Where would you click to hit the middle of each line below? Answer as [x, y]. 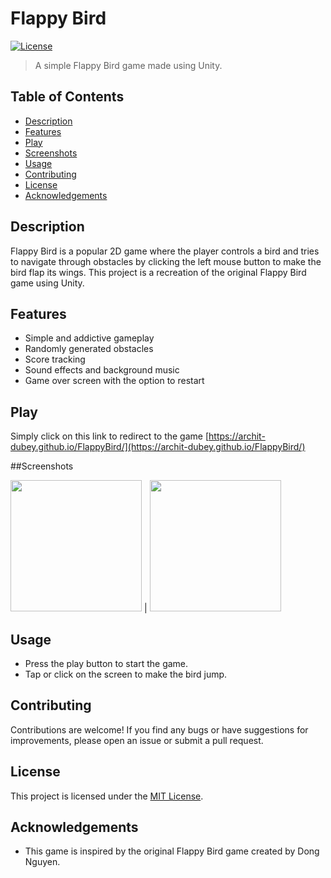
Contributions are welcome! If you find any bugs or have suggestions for [159, 729]
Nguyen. [42, 862]
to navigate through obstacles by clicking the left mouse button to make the [166, 261]
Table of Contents [67, 97]
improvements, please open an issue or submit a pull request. [137, 740]
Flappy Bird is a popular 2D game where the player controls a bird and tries [165, 251]
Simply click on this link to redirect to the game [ [110, 436]
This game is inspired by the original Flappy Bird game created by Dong [172, 851]
